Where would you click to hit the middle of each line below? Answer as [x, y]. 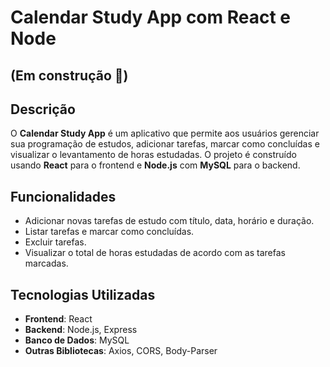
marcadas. [46, 263]
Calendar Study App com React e [151, 17]
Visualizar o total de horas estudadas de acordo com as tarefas [155, 253]
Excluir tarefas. [55, 242]
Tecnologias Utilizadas [83, 294]
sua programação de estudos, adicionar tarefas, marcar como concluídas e [165, 144]
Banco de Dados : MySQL [77, 340]
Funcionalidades [63, 196]
